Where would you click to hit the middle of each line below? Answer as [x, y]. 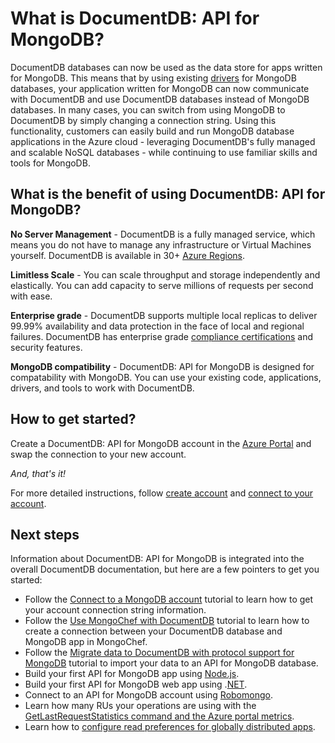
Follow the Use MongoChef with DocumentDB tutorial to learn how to [167, 621]
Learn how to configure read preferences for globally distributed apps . [170, 727]
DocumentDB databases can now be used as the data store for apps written [166, 67]
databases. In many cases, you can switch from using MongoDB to [148, 109]
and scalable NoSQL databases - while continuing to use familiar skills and [164, 152]
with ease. [31, 296]
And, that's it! [38, 473]
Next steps [45, 534]
